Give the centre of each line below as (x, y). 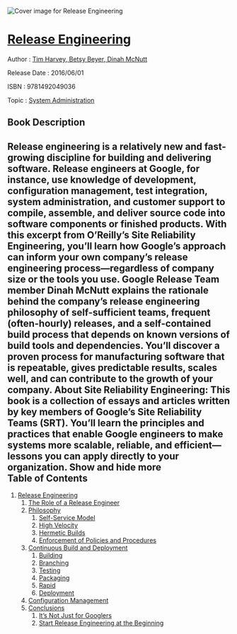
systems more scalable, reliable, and (90, 445)
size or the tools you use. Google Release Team (114, 279)
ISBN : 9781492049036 (41, 86)
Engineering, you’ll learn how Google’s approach (117, 246)
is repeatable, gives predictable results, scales (112, 368)
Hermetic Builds (62, 533)
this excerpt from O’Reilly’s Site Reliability (102, 235)
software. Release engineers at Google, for (104, 169)
